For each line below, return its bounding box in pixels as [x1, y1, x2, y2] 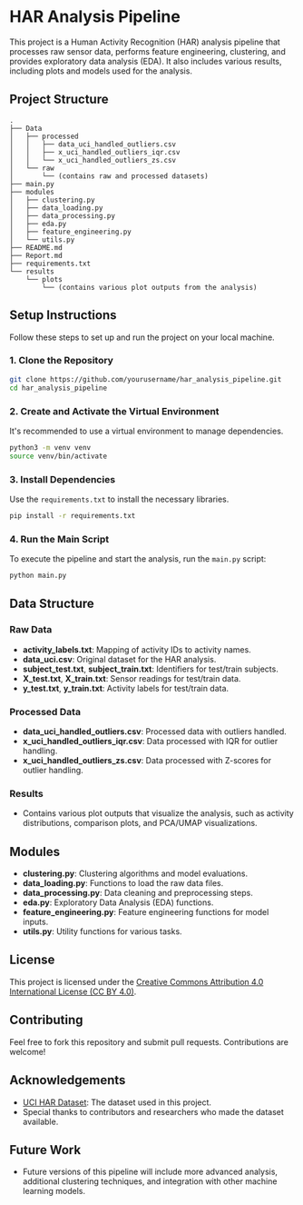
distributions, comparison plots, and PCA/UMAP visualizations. [22, 818, 258, 829]
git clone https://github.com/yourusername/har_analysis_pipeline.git [9, 374, 282, 383]
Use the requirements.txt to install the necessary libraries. [9, 493, 230, 504]
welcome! [9, 1046, 46, 1057]
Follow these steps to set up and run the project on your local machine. [9, 332, 275, 343]
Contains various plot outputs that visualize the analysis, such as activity [22, 808, 295, 819]
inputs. [22, 916, 49, 928]
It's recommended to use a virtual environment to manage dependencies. [9, 425, 284, 436]
